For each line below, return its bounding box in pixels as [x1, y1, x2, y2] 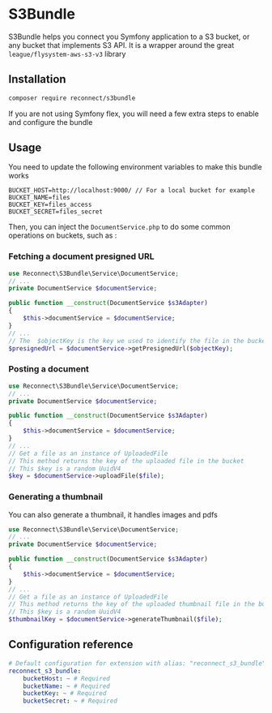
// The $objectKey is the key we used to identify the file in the [8, 337, 244, 345]
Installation [8, 72, 66, 86]
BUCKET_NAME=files [8, 194, 70, 202]
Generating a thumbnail [8, 492, 104, 503]
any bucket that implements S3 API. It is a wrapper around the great [8, 40, 235, 49]
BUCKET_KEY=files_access [8, 200, 92, 209]
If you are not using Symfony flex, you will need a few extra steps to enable [8, 109, 259, 118]
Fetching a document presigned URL [8, 251, 155, 262]
